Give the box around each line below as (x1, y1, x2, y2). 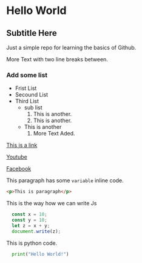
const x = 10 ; (12, 211, 47, 217)
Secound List (15, 91, 49, 98)
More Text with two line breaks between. (6, 56, 108, 63)
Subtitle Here (6, 28, 58, 38)
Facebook (6, 165, 32, 172)
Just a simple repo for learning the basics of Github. (6, 44, 137, 51)
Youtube (6, 153, 27, 161)
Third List (15, 98, 39, 105)
